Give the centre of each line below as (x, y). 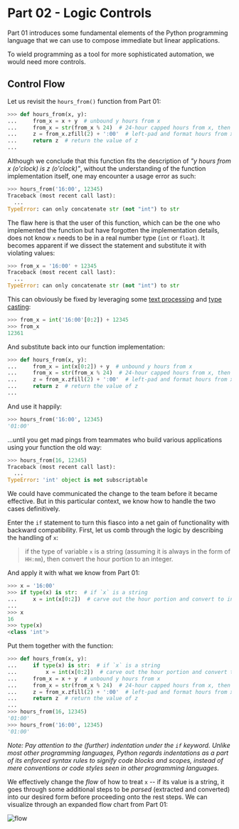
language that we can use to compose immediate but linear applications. (114, 40)
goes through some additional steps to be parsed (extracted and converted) (119, 789)
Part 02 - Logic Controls (79, 13)
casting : (19, 307)
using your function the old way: (54, 447)
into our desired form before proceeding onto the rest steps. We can (107, 797)
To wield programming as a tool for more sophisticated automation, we (111, 54)
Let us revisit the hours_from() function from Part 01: (84, 101)
